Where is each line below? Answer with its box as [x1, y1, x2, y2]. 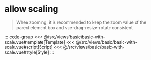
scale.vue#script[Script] [4, 44, 53, 50]
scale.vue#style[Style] [4, 49, 49, 55]
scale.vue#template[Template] [4, 39, 66, 45]
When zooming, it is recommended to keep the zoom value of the [16, 19, 147, 25]
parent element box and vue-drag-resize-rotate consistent [16, 24, 133, 30]
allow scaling [4, 3, 58, 15]
